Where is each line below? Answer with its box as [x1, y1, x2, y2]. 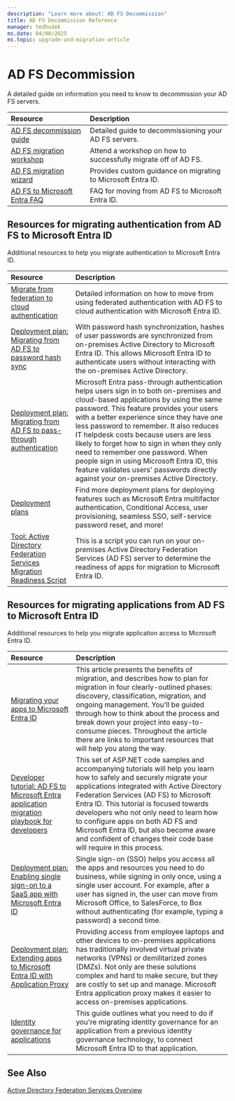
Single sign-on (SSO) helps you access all [76, 853, 215, 863]
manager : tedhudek [7, 23, 61, 30]
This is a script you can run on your [75, 536, 191, 546]
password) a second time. [76, 915, 162, 925]
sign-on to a [10, 880, 52, 890]
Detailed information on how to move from [75, 288, 214, 298]
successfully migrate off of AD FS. [90, 155, 202, 165]
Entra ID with [10, 971, 53, 980]
